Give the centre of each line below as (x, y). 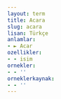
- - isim (20, 59)
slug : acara (25, 26)
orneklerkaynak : (31, 78)
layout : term (26, 14)
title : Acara (26, 20)
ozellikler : (25, 53)
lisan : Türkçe (28, 33)
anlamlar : (22, 40)
